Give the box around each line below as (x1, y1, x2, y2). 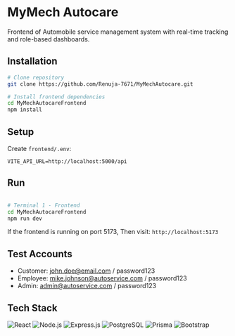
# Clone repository (7, 74, 65, 81)
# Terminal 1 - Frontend (7, 202, 80, 209)
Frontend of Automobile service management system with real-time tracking (7, 27, 229, 36)
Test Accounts (7, 247, 72, 260)
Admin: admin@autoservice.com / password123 (17, 282, 157, 290)
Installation (7, 56, 58, 67)
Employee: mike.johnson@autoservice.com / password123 (17, 274, 188, 283)
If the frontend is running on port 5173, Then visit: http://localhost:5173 (7, 228, 219, 236)
